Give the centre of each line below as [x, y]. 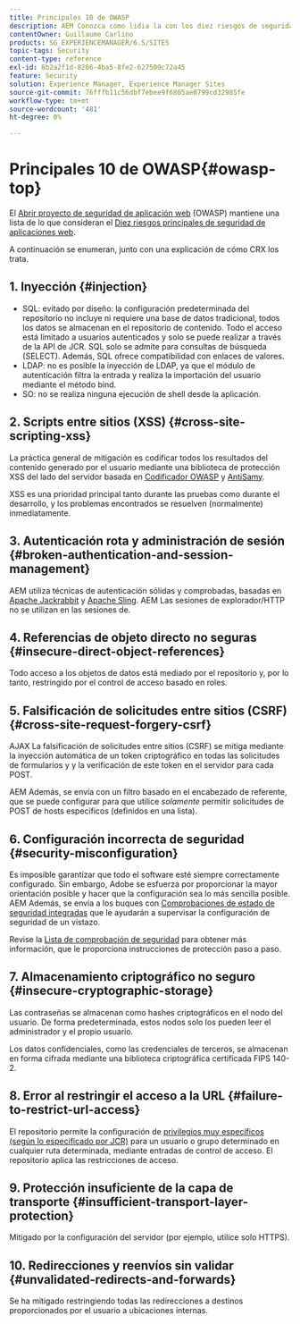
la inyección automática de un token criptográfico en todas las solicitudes [145, 755]
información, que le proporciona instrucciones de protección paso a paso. [146, 949]
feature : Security [43, 76]
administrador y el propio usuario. [71, 1031]
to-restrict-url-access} [75, 1110]
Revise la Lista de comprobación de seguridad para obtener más [128, 939]
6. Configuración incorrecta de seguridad [127, 839]
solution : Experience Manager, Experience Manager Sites [117, 84]
